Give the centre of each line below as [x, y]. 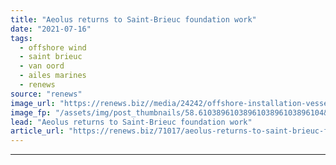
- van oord [42, 66]
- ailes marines [53, 76]
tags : [21, 38]
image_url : [33, 103]
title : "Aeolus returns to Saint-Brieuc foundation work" [133, 19]
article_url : [37, 131]
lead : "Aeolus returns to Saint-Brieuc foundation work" [131, 122]
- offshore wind [53, 47]
